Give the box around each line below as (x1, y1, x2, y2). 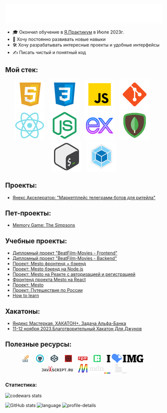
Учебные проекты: (5, 237, 67, 245)
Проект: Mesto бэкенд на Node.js (12, 266, 83, 272)
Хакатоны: (5, 307, 40, 315)
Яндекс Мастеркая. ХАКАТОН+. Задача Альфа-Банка (12, 320, 126, 326)
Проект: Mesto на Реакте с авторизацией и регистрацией (12, 271, 136, 277)
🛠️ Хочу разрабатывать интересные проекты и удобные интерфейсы (12, 42, 160, 48)
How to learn (12, 292, 39, 299)
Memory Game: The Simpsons (12, 222, 75, 228)
